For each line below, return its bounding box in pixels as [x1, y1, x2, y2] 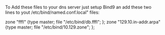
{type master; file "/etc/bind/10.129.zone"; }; [5, 24, 95, 30]
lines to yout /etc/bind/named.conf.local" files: [5, 9, 100, 15]
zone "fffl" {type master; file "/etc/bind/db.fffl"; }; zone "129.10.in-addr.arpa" [5, 19, 161, 25]
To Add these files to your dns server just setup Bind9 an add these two [5, 4, 152, 10]
